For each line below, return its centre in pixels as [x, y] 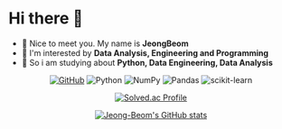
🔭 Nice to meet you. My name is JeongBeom [105, 43]
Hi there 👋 [46, 18]
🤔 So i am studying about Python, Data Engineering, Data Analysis [147, 62]
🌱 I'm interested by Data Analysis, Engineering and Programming [145, 52]
